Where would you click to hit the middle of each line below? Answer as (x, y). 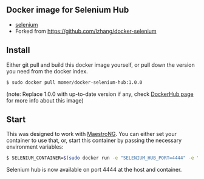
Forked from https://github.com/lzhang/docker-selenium (86, 31)
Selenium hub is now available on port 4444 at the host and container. (94, 170)
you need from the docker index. (47, 71)
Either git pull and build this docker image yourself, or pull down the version (101, 65)
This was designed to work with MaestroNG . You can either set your (92, 134)
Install (18, 50)
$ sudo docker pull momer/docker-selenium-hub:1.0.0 (74, 82)
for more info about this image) (45, 100)
